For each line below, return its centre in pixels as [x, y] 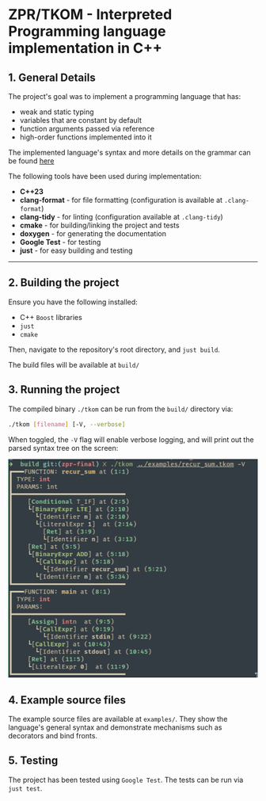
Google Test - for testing [60, 242]
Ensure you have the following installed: [73, 302]
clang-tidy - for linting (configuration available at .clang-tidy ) [121, 217]
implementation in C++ [85, 48]
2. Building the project [64, 283]
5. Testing [33, 761]
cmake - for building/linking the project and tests [99, 225]
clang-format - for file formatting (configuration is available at [121, 200]
